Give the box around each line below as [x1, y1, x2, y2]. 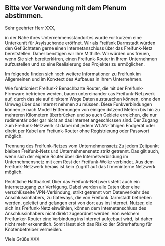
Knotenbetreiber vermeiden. [5, 226, 63, 232]
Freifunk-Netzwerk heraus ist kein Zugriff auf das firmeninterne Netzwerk [5, 164, 156, 169]
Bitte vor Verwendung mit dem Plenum [5, 4, 127, 12]
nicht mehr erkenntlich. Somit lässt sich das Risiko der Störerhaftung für [5, 221, 152, 227]
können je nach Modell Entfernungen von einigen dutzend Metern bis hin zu [5, 106, 160, 112]
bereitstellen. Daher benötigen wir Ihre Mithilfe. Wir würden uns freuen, [5, 50, 150, 56]
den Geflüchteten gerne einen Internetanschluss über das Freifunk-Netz [5, 45, 153, 51]
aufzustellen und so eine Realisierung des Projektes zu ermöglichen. [5, 61, 145, 67]
